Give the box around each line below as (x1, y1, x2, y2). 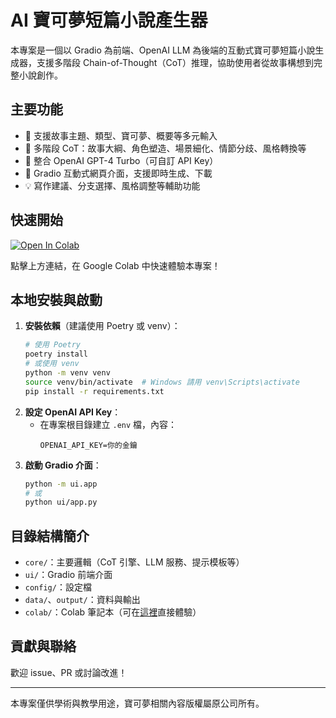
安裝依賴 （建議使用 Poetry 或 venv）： (24, 320, 181, 332)
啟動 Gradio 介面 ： (24, 459, 102, 471)
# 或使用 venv (24, 359, 80, 369)
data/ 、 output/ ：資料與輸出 (24, 594, 141, 606)
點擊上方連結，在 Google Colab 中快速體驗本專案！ (10, 259, 221, 271)
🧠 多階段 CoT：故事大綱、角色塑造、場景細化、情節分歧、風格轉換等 (24, 142, 307, 154)
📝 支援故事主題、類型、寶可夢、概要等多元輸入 (24, 129, 218, 141)
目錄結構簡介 (10, 527, 90, 545)
